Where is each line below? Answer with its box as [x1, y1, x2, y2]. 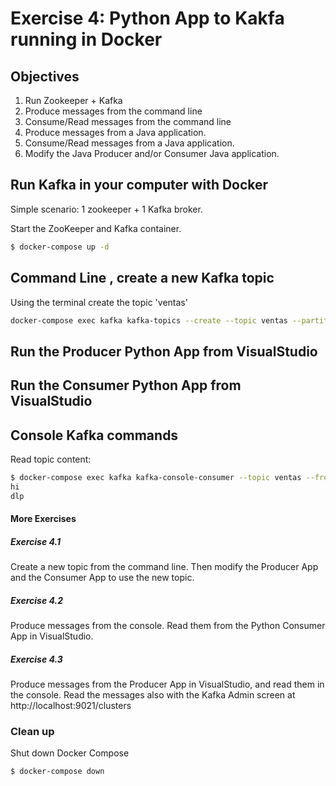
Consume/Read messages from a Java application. [24, 137, 235, 149]
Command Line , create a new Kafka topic [10, 270, 275, 287]
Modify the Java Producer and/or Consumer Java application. [24, 148, 280, 159]
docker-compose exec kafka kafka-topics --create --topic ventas [10, 315, 288, 326]
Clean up [10, 725, 55, 739]
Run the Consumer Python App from [10, 377, 242, 394]
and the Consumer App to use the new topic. [10, 572, 195, 584]
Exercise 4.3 [10, 653, 63, 665]
